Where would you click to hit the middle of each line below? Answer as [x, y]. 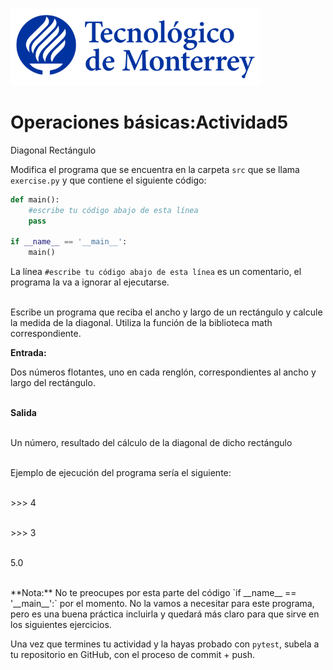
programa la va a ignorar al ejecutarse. [90, 282]
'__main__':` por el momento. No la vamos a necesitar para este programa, [162, 604]
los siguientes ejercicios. [61, 625]
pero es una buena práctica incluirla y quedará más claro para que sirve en [165, 614]
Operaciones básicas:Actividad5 [149, 122]
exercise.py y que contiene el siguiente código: [108, 180]
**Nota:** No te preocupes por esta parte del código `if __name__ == [153, 593]
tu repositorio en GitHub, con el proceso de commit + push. [132, 655]
